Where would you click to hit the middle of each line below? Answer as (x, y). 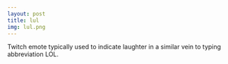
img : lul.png (26, 27)
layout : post (26, 14)
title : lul (23, 20)
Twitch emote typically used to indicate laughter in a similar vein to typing (114, 47)
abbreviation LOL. (33, 54)
